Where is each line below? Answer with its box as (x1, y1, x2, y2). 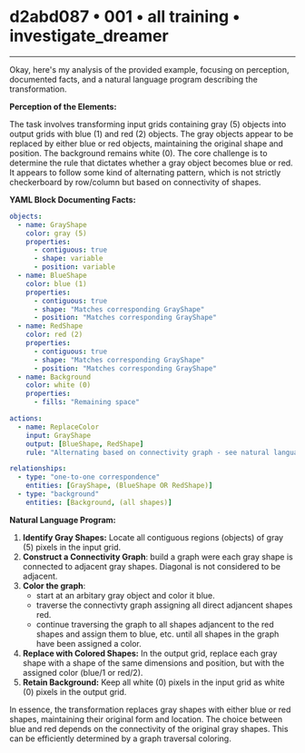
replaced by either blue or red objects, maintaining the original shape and (9, 138, 284, 149)
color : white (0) (25, 381, 92, 390)
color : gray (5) (25, 229, 88, 238)
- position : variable (33, 263, 116, 272)
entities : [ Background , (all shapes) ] (25, 498, 172, 507)
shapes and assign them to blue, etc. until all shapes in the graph (35, 629, 280, 639)
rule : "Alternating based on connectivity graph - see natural (25, 448, 271, 457)
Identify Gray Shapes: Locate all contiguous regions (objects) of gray (22, 531, 284, 542)
